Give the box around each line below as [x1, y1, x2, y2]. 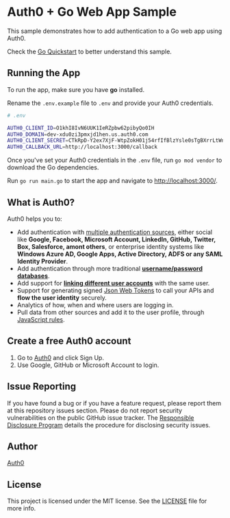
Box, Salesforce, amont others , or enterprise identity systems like [16, 242, 204, 250]
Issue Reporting [7, 381, 77, 392]
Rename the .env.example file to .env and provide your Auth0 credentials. [7, 99, 214, 107]
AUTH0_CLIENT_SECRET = [7, 137, 69, 144]
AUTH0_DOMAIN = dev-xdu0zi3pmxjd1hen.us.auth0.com [7, 131, 149, 138]
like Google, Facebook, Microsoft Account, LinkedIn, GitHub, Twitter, [16, 235, 216, 244]
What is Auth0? [7, 196, 75, 208]
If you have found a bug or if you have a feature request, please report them [7, 399, 222, 407]
